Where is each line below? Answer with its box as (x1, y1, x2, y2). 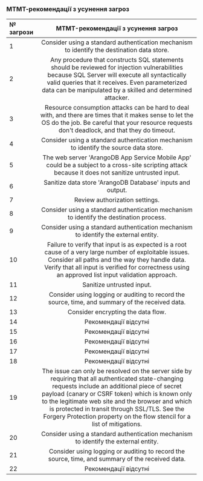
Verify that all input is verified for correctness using (44, 263, 190, 271)
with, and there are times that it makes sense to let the (40, 111, 194, 119)
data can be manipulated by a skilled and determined (42, 86, 192, 95)
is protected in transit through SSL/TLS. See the (49, 405, 185, 413)
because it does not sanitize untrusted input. (54, 168, 180, 177)
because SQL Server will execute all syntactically (47, 71, 187, 79)
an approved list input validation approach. (56, 271, 178, 279)
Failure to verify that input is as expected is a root (47, 240, 187, 249)
